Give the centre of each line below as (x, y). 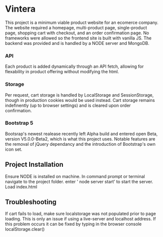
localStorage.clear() (25, 229)
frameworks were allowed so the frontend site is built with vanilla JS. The (78, 38)
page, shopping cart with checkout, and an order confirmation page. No (77, 33)
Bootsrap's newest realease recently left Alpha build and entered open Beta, (81, 134)
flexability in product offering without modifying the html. (62, 72)
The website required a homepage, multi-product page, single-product (76, 27)
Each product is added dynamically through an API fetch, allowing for (74, 66)
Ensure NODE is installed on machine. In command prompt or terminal (75, 176)
